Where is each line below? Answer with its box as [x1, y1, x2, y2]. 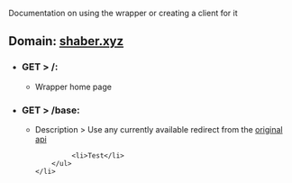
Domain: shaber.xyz [8, 33, 124, 49]
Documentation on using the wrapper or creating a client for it [8, 8, 238, 18]
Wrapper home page [34, 81, 112, 92]
